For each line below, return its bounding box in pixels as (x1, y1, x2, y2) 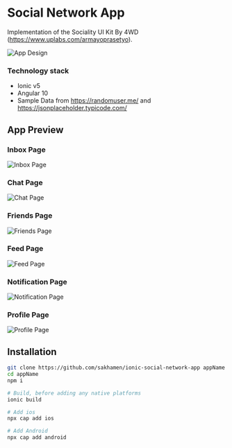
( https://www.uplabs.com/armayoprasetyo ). (7, 35, 133, 43)
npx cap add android (7, 434, 67, 441)
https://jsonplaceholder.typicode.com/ (17, 104, 127, 112)
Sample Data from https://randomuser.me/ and (17, 96, 151, 105)
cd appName (7, 371, 39, 378)
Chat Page (7, 178, 43, 187)
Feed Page (7, 244, 44, 254)
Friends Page (7, 211, 53, 221)
